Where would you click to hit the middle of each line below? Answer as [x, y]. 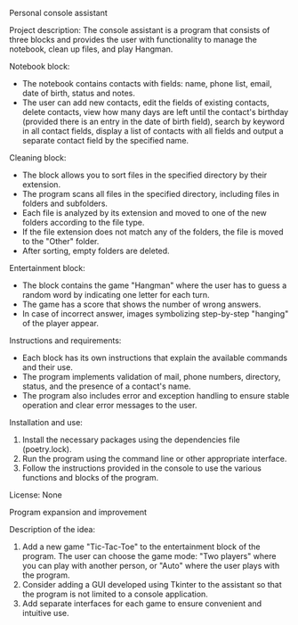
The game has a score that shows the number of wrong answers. [141, 304]
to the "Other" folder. [60, 241]
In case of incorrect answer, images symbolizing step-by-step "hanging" [155, 314]
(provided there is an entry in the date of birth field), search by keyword [153, 121]
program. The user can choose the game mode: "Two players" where [149, 556]
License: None [36, 495]
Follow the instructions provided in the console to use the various [142, 468]
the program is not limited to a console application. [115, 594]
